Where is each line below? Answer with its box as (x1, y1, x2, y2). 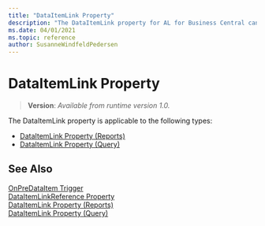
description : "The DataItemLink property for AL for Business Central (8, 19, 245, 27)
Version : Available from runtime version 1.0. (27, 101, 170, 110)
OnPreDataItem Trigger (8, 183, 84, 193)
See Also (8, 162, 53, 176)
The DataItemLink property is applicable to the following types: (8, 116, 213, 126)
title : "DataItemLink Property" (8, 11, 114, 20)
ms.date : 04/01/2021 (8, 26, 77, 34)
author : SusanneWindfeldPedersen (8, 41, 118, 49)
